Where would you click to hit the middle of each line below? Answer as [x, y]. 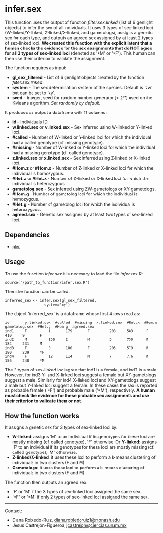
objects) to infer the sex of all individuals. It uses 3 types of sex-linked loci [79, 27]
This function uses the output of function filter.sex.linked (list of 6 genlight [79, 22]
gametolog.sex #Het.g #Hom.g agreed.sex [50, 327]
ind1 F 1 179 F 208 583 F [77, 331]
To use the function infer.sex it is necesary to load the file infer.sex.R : [74, 274]
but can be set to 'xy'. [34, 93]
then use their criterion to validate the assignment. [55, 58]
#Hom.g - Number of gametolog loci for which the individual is [75, 194]
